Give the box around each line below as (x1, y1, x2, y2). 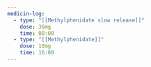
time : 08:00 (19, 29, 54, 37)
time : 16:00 (19, 50, 54, 57)
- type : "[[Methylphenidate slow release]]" (13, 17, 145, 24)
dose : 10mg (19, 43, 51, 50)
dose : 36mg (19, 23, 51, 30)
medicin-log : (7, 10, 45, 17)
